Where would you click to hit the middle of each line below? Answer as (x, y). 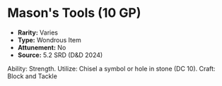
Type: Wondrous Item (49, 39)
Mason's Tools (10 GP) (74, 13)
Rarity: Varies (38, 32)
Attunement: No (42, 47)
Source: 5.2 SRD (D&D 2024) (60, 55)
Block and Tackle (33, 76)
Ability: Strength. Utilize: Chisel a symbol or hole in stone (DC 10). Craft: (111, 68)
